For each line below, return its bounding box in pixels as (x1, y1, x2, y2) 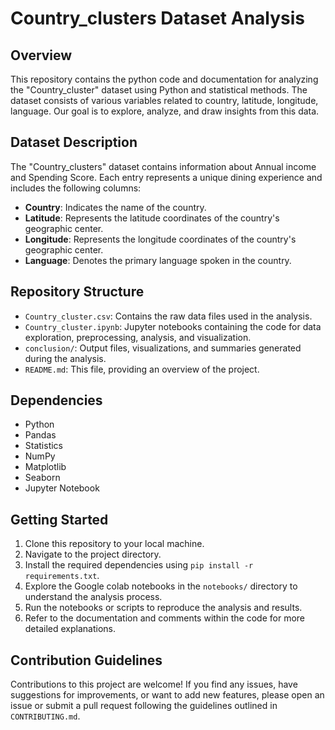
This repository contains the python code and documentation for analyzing (10, 73, 319, 85)
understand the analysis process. (24, 591, 163, 603)
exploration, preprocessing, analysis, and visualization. (24, 331, 252, 343)
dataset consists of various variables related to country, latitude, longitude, (10, 95, 319, 106)
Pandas (24, 429, 57, 441)
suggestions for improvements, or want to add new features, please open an (10, 689, 325, 701)
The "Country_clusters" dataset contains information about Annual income (10, 160, 317, 172)
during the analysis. (24, 352, 107, 364)
